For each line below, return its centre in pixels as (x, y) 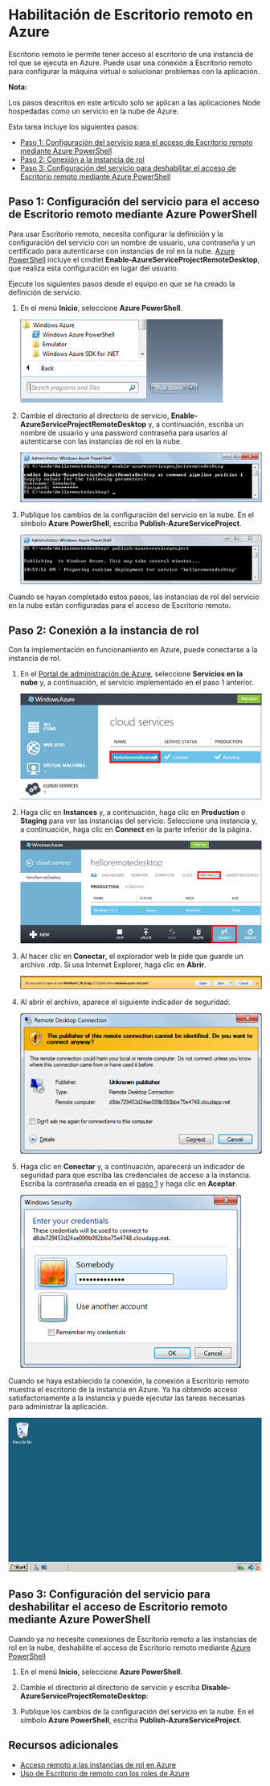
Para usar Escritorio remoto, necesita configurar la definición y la (116, 234)
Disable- (216, 1687)
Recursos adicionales (63, 1745)
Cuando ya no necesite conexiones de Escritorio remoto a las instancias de (133, 1639)
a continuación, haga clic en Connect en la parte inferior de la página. (136, 829)
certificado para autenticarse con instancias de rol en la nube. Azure (122, 250)
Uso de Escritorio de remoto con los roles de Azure (105, 1773)
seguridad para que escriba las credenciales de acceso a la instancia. (135, 1175)
